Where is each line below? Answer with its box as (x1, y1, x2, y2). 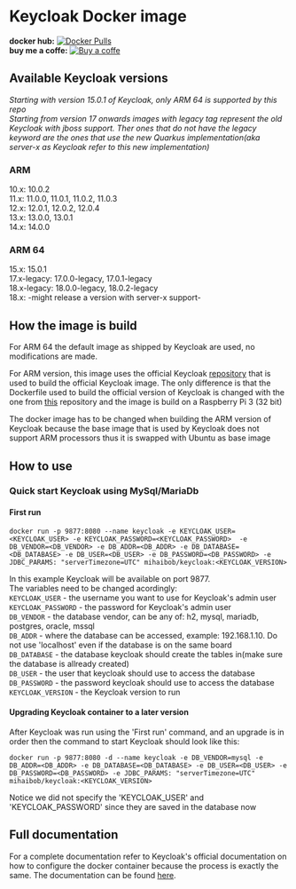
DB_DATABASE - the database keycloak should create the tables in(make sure (9, 648, 284, 659)
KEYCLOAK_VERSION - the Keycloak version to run (9, 687, 181, 697)
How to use (9, 458, 73, 473)
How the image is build (9, 318, 137, 333)
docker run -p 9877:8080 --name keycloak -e (9, 527, 176, 536)
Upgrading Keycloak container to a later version (9, 707, 189, 718)
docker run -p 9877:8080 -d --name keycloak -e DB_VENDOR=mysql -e (9, 753, 264, 762)
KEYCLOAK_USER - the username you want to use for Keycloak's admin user (9, 592, 277, 603)
